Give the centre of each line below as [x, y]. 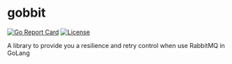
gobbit [27, 13]
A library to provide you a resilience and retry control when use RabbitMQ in [116, 45]
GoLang [18, 53]
